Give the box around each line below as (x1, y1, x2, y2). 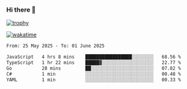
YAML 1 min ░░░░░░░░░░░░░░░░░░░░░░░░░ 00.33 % (6, 76, 182, 83)
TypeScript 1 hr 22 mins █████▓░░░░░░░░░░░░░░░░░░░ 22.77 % (6, 60, 182, 66)
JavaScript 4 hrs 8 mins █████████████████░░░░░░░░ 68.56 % (6, 54, 182, 60)
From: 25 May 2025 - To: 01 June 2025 (6, 43, 105, 49)
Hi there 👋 (6, 5, 37, 14)
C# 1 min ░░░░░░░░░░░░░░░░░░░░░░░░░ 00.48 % (6, 71, 182, 77)
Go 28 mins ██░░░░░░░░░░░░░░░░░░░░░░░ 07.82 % (6, 65, 182, 71)
